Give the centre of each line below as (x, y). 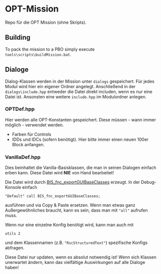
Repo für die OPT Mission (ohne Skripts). (46, 22)
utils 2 (13, 234)
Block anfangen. (28, 144)
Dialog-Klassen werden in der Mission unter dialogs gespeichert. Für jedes (80, 81)
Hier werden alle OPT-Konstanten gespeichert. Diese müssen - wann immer (80, 120)
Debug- (149, 182)
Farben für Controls (32, 134)
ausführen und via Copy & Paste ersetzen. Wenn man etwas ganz (70, 205)
